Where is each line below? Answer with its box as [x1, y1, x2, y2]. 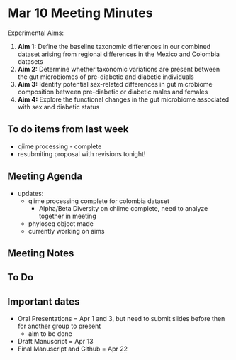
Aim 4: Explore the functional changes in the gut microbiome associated [17, 94, 230, 104]
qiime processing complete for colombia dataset [28, 197, 170, 205]
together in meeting [38, 212, 97, 220]
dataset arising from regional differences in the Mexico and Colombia [17, 50, 220, 58]
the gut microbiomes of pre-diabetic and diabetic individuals [17, 72, 195, 81]
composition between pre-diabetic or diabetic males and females [17, 87, 208, 96]
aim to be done [28, 329, 72, 338]
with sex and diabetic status [17, 102, 100, 111]
